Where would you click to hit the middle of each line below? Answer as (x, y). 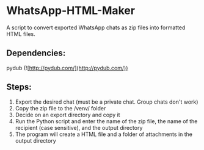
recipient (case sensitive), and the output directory (79, 127)
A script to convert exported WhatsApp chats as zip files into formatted (96, 27)
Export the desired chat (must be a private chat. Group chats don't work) (107, 102)
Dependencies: (36, 53)
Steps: (19, 87)
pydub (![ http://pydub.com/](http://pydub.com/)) (67, 68)
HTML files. (21, 34)
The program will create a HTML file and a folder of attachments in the (104, 134)
